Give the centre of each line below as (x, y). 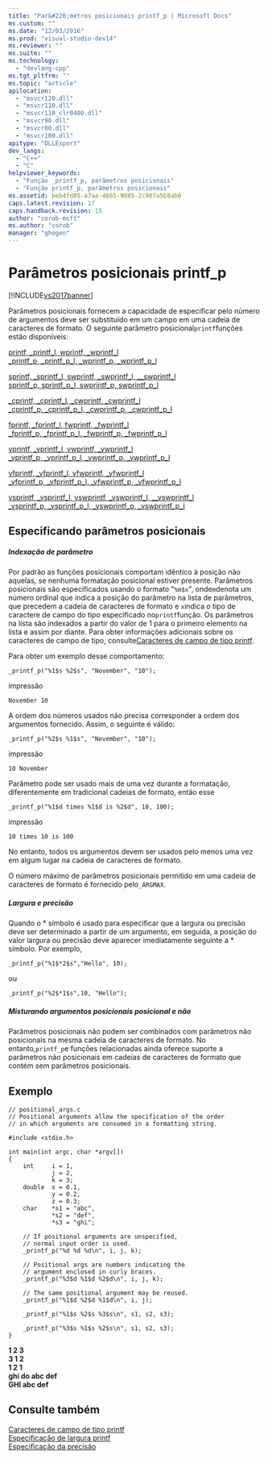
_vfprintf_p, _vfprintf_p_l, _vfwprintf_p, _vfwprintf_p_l (95, 481)
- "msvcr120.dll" (45, 98)
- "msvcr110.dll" (45, 106)
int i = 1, (48, 1166)
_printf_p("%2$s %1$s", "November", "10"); (82, 739)
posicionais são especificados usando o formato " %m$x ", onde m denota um (130, 589)
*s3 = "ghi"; (73, 1223)
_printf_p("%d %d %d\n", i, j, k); (82, 1251)
